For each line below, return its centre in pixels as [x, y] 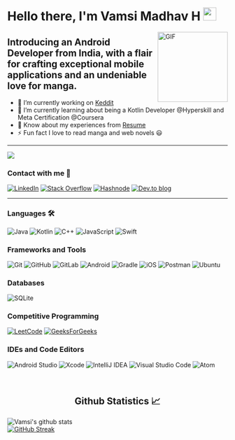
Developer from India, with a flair [80, 53]
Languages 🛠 [31, 213]
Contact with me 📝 [39, 173]
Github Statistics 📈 [117, 401]
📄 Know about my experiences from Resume [81, 125]
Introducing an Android [59, 42]
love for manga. [42, 86]
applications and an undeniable [77, 74]
